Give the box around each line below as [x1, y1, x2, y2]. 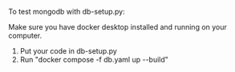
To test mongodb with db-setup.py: [8, 7, 126, 16]
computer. [8, 31, 43, 40]
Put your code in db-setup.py [19, 46, 118, 55]
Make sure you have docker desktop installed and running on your [8, 22, 227, 31]
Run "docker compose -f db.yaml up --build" [19, 55, 168, 64]
